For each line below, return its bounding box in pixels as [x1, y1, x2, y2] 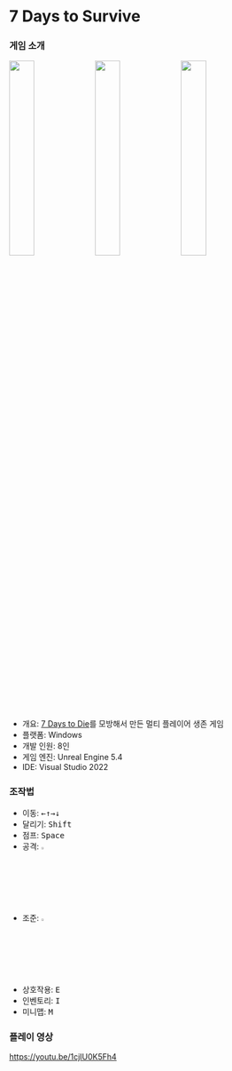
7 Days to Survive [9, 6, 141, 27]
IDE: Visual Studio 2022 [21, 762, 109, 773]
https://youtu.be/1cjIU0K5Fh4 [9, 1051, 117, 1062]
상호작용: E [21, 984, 60, 995]
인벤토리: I [21, 995, 60, 1005]
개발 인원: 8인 [21, 741, 70, 751]
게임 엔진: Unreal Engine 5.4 [21, 752, 123, 763]
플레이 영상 [9, 1030, 54, 1043]
